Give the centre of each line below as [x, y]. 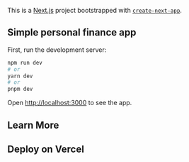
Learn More [33, 125]
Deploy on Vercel [46, 149]
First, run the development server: [57, 50]
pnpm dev [20, 89]
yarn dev [20, 76]
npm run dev [25, 63]
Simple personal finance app [72, 32]
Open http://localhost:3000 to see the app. [70, 103]
